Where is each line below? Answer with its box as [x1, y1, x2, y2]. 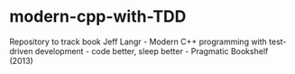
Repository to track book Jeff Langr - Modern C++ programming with [9, 36, 268, 47]
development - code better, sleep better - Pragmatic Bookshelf [34, 45, 269, 56]
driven [9, 45, 33, 56]
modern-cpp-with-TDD [9, 6, 187, 27]
